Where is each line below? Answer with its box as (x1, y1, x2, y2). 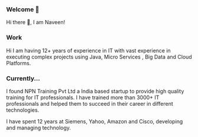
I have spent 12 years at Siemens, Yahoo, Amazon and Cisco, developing (6, 118, 183, 125)
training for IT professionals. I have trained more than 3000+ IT (6, 94, 160, 101)
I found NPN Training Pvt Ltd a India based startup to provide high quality (6, 87, 184, 94)
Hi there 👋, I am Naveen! (6, 19, 66, 26)
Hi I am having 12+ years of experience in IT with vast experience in (6, 47, 171, 54)
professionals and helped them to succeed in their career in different (6, 100, 173, 107)
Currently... (6, 74, 40, 82)
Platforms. (6, 59, 31, 67)
